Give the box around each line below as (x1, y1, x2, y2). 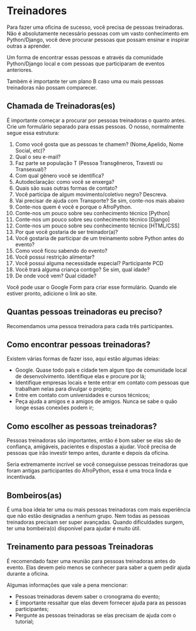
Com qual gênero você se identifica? (15, 172, 104, 179)
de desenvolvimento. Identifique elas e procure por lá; (15, 373, 146, 380)
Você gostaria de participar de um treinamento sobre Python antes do (15, 234, 184, 242)
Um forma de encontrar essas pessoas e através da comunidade (6, 54, 164, 61)
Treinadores (6, 4, 67, 18)
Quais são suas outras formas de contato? (15, 184, 118, 191)
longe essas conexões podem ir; (15, 404, 94, 411)
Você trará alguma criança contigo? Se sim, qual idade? (15, 266, 150, 273)
